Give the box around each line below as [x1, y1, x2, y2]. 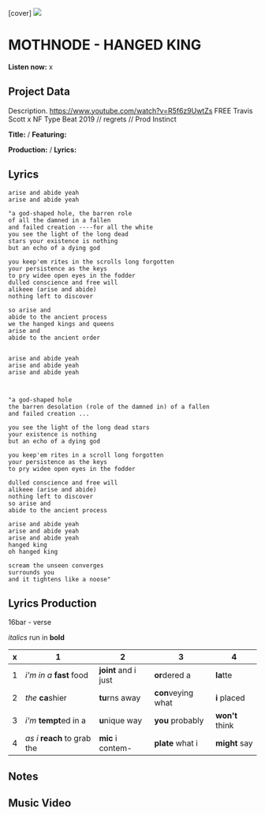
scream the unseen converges [8, 561, 104, 570]
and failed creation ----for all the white [8, 223, 154, 231]
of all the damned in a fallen [8, 216, 111, 224]
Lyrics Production [8, 596, 97, 610]
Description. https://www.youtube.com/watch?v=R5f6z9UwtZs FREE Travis [8, 106, 253, 115]
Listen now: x [8, 62, 54, 71]
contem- [99, 742, 132, 753]
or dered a [154, 670, 191, 681]
